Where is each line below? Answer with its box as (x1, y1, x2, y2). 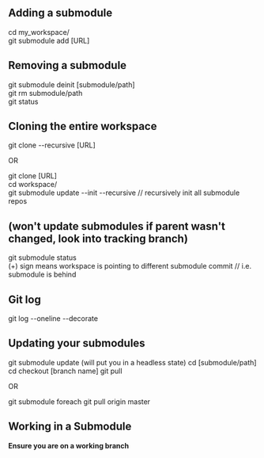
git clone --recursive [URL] (8, 140, 96, 150)
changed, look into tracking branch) (8, 231, 188, 245)
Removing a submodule (8, 59, 127, 72)
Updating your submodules (8, 337, 145, 350)
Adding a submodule (8, 6, 113, 20)
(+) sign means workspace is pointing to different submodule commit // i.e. (8, 261, 251, 271)
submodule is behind (8, 269, 77, 280)
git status (8, 97, 39, 106)
